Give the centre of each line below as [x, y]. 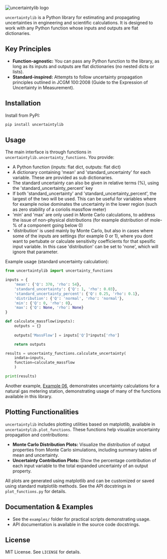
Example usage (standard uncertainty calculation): [57, 262]
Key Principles [28, 49]
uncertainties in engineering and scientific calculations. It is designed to [79, 23]
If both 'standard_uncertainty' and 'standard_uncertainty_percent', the [84, 194]
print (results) [21, 376]
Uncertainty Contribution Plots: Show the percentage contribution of [84, 460]
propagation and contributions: [37, 435]
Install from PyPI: [23, 115]
